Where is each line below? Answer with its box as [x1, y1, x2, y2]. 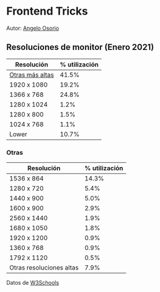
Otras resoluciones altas [9, 263, 79, 272]
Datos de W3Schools [6, 279, 60, 287]
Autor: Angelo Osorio [6, 24, 60, 32]
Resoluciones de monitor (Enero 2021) [6, 42, 154, 52]
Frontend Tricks [6, 4, 88, 18]
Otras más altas [9, 70, 54, 79]
